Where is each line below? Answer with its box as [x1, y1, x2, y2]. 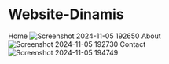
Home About [8, 31, 161, 41]
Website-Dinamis [8, 5, 124, 23]
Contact [119, 39, 146, 48]
